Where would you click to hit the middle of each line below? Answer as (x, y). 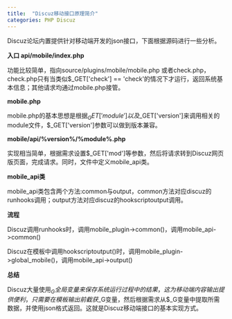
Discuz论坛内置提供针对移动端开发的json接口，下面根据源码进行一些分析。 (114, 40)
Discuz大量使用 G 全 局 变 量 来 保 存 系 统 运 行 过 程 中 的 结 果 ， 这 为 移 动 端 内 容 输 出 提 (116, 290)
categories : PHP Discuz (42, 20)
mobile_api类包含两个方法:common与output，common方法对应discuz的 (109, 192)
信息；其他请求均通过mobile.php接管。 (69, 87)
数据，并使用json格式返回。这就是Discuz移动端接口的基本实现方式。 (105, 308)
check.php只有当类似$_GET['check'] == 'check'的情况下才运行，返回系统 (112, 79)
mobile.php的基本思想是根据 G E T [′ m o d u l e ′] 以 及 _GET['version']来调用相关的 (114, 116)
